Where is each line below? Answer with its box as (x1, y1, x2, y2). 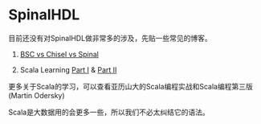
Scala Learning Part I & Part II (19, 64, 117, 74)
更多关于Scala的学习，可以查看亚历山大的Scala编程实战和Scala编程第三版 (8, 81, 253, 91)
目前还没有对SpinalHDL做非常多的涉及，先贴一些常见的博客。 (8, 33, 212, 43)
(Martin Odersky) (8, 90, 66, 100)
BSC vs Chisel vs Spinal (19, 49, 99, 59)
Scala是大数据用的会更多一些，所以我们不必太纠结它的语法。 (8, 107, 210, 117)
